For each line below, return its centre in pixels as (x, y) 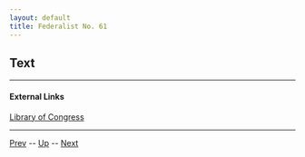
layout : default (40, 18)
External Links (37, 96)
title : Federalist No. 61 (58, 26)
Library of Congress (47, 117)
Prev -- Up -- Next (44, 142)
